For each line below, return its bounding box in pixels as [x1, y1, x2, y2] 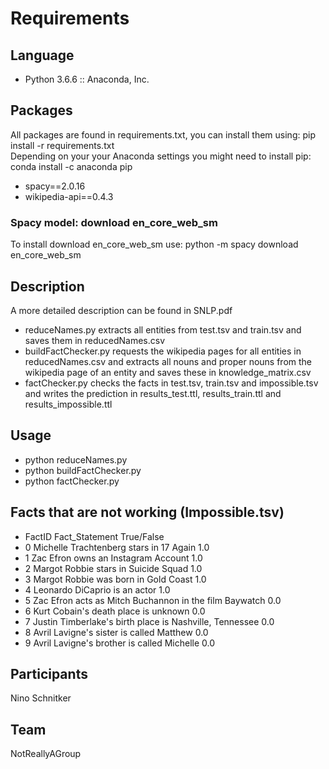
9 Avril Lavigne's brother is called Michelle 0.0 [24, 637, 216, 649]
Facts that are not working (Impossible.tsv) [10, 504, 285, 521]
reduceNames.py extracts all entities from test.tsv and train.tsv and [24, 323, 302, 336]
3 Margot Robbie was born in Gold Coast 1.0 [24, 573, 207, 585]
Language [10, 47, 75, 64]
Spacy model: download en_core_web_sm [10, 215, 218, 229]
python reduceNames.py [24, 453, 128, 466]
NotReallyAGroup [10, 748, 82, 760]
